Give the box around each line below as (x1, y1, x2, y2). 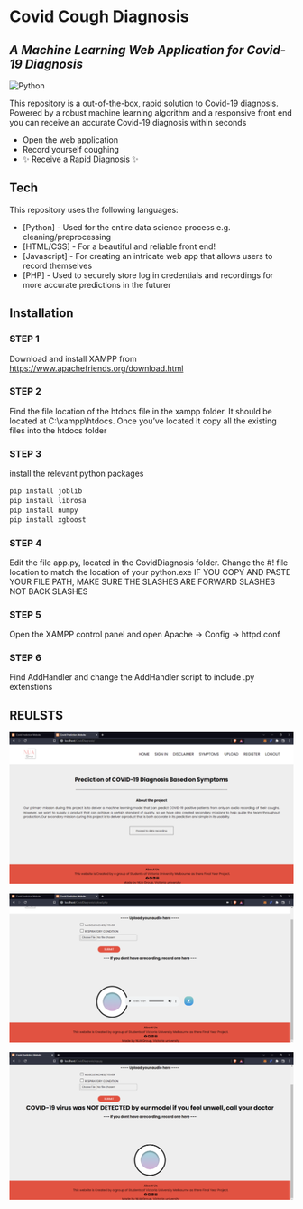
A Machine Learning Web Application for (9, 42, 244, 58)
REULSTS (9, 707, 64, 723)
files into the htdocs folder (9, 424, 107, 435)
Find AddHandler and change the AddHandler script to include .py (9, 672, 255, 683)
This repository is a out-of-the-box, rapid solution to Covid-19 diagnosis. (9, 98, 280, 108)
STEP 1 (9, 332, 40, 345)
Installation (9, 305, 74, 321)
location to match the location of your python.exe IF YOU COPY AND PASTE (9, 566, 291, 577)
